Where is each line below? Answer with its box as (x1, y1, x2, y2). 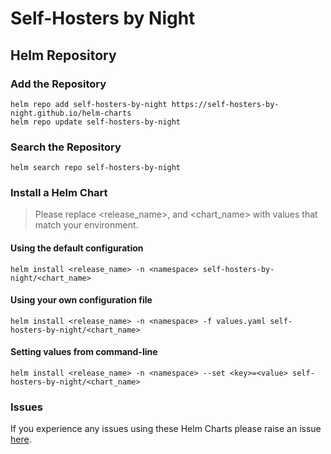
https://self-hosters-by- (171, 99, 280, 109)
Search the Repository (10, 140, 122, 154)
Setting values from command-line (10, 346, 158, 358)
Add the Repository (10, 77, 107, 91)
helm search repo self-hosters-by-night (10, 163, 182, 173)
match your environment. (34, 219, 139, 231)
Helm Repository (10, 47, 117, 64)
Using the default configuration (10, 242, 144, 254)
